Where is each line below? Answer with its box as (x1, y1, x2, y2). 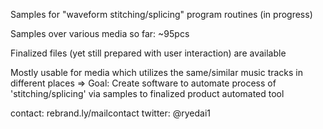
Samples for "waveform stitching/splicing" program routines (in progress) (10, 9, 313, 20)
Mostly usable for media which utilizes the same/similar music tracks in (10, 67, 304, 78)
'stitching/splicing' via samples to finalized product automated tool (10, 88, 285, 99)
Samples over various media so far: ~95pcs (10, 28, 190, 39)
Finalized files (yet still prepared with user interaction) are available (10, 47, 287, 59)
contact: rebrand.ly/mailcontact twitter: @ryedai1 (10, 107, 212, 119)
